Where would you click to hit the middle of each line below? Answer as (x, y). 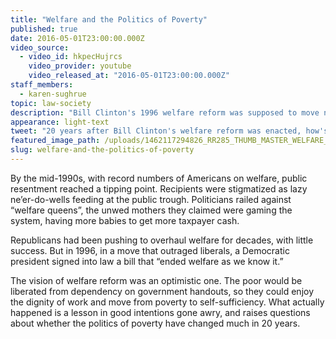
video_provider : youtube (80, 66)
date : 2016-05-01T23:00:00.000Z (77, 38)
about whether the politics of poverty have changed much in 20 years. (155, 323)
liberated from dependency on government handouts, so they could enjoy (162, 291)
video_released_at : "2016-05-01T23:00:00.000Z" (129, 76)
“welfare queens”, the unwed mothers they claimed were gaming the (151, 210)
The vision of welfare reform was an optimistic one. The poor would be (156, 280)
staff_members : (42, 85)
